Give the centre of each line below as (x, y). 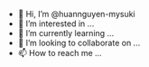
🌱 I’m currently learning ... (66, 33)
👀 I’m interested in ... (56, 24)
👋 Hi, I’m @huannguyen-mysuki (76, 14)
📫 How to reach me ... (60, 53)
